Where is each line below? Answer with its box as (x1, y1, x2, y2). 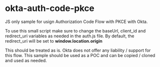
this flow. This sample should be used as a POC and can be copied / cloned (5, 52, 156, 58)
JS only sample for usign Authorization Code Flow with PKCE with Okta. (5, 19, 148, 24)
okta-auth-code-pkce (5, 3, 95, 14)
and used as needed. (5, 57, 47, 63)
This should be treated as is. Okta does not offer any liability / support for (5, 47, 151, 53)
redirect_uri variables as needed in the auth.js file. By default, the (5, 33, 134, 39)
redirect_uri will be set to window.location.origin (5, 38, 102, 44)
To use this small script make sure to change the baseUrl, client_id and (5, 28, 146, 33)
